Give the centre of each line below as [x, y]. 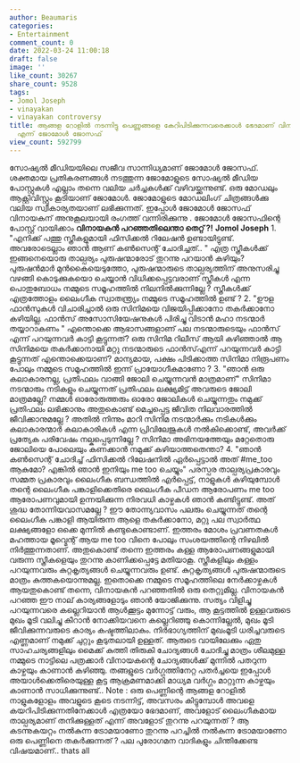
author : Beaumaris [43, 17]
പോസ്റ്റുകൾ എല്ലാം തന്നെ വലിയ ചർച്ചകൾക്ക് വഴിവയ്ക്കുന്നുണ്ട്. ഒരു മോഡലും [144, 188]
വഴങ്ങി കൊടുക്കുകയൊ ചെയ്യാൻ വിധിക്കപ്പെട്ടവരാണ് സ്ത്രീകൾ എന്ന [130, 278]
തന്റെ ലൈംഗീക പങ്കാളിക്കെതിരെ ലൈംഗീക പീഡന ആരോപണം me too [142, 489]
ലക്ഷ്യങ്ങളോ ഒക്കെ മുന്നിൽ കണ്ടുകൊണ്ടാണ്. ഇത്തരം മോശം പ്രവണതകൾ [144, 529]
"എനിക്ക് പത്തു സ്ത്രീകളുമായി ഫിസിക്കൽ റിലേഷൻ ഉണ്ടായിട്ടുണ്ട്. [122, 238]
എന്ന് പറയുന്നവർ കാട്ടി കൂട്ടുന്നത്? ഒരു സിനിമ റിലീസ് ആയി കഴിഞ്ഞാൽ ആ [146, 338]
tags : [19, 92]
